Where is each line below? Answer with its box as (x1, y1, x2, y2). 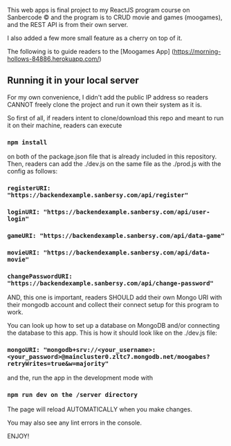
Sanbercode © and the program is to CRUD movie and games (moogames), (7, 13, 223, 21)
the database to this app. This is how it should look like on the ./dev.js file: (7, 328, 218, 337)
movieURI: (7, 248, 40, 257)
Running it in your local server (7, 75, 140, 86)
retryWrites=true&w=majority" (7, 360, 109, 368)
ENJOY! (7, 431, 30, 440)
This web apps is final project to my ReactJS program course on (7, 6, 190, 14)
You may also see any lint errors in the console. (7, 418, 142, 427)
